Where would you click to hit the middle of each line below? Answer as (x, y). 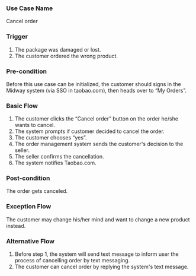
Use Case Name (30, 8)
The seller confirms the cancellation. (59, 157)
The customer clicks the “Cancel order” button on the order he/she (97, 119)
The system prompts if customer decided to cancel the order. (89, 131)
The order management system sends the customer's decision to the (99, 144)
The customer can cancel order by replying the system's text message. (102, 267)
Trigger (17, 37)
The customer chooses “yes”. (51, 138)
